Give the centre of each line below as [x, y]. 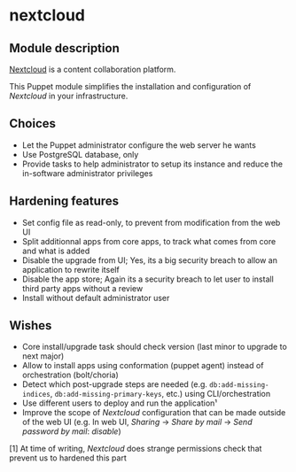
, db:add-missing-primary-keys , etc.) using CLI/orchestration [160, 394]
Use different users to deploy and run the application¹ [120, 403]
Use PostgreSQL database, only [80, 154]
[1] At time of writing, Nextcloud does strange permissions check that [136, 449]
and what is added [56, 251]
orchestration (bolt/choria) [70, 375]
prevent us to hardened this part [68, 458]
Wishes [31, 325]
